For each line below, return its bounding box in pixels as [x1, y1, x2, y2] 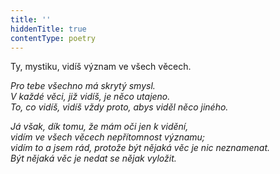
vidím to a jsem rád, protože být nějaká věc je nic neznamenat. [10, 142, 271, 154]
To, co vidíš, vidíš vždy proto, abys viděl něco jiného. [10, 101, 229, 113]
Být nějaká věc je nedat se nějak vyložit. [10, 152, 177, 165]
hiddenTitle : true [10, 24, 87, 34]
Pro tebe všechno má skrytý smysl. [10, 80, 156, 92]
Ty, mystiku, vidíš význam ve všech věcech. [10, 61, 192, 73]
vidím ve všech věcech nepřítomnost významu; [10, 131, 206, 143]
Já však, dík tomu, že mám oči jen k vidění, [10, 121, 189, 133]
